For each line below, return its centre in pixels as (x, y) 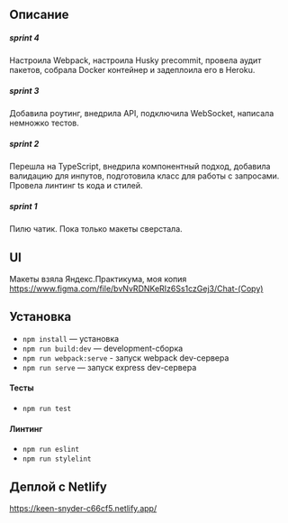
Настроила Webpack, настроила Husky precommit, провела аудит (135, 60)
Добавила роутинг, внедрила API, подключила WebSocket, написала (142, 114)
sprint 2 (24, 143)
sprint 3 (24, 90)
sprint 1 (23, 206)
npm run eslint (51, 450)
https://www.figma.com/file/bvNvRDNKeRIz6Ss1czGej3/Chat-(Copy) (136, 289)
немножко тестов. (44, 123)
